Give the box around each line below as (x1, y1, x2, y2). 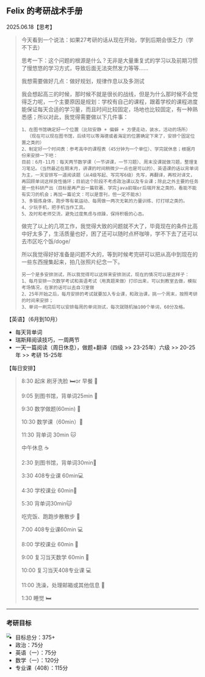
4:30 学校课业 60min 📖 (21, 487, 77, 494)
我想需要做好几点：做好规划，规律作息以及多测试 (21, 77, 145, 84)
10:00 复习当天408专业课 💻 (21, 567, 92, 574)
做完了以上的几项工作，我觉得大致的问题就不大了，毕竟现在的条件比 (21, 222, 193, 230)
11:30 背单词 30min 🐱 (21, 431, 76, 438)
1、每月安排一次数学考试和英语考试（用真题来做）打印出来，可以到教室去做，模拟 (21, 278, 197, 284)
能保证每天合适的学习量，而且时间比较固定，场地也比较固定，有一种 (21, 106, 193, 113)
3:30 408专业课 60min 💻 (21, 472, 84, 479)
